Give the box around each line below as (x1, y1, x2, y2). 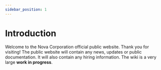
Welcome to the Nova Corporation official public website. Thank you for (5, 44, 149, 50)
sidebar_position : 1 (5, 7, 47, 12)
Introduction (5, 28, 57, 39)
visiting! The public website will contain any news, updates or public (5, 49, 142, 55)
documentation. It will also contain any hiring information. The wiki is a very (5, 54, 157, 60)
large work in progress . (5, 59, 53, 65)
